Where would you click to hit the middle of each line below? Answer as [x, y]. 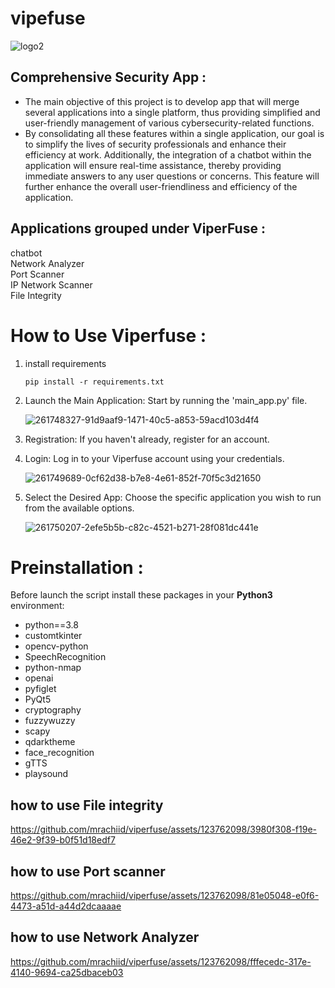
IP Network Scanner [51, 284]
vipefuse [48, 18]
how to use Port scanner [88, 871]
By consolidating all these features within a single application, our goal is [174, 133]
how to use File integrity [87, 805]
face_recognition [59, 753]
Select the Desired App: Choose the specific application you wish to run [173, 497]
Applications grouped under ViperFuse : [138, 228]
